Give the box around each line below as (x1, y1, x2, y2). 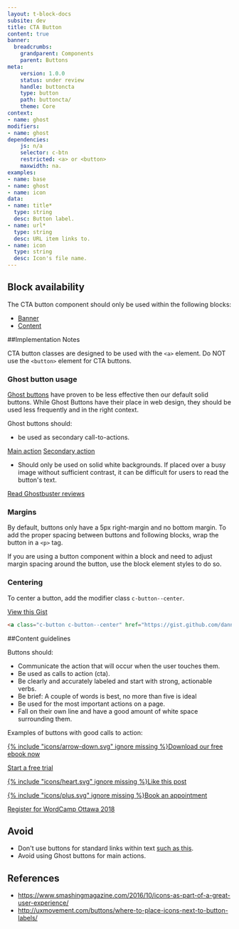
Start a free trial (7, 763, 53, 772)
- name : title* (7, 202, 53, 210)
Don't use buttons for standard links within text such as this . (17, 844, 194, 853)
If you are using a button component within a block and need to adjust (7, 552, 213, 561)
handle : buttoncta (20, 83, 75, 90)
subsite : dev (7, 17, 46, 24)
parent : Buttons (20, 57, 69, 64)
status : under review (20, 76, 84, 84)
